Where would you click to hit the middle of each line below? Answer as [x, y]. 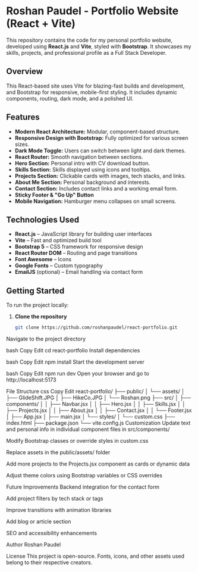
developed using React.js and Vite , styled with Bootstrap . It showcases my [99, 46]
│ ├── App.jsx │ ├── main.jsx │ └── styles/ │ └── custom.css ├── [91, 417]
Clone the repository [41, 317]
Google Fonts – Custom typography [59, 265]
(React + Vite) [41, 24]
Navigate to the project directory [46, 339]
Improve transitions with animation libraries [59, 510]
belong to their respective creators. [49, 562]
